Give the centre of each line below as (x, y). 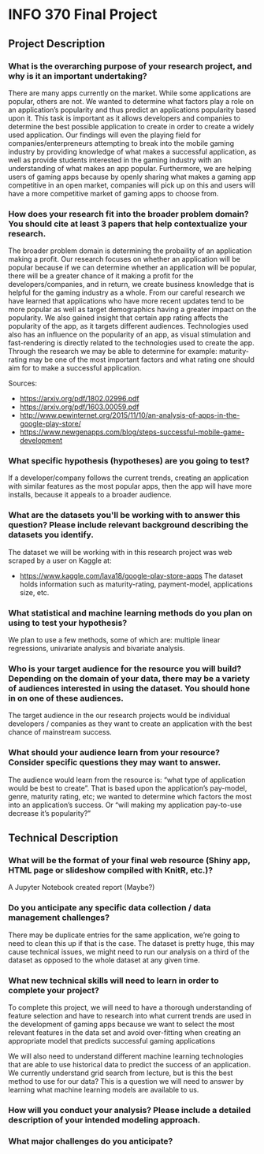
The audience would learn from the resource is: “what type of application (127, 780)
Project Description (57, 44)
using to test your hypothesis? (68, 623)
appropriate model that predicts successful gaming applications (112, 1040)
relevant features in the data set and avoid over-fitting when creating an (125, 1032)
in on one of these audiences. (66, 698)
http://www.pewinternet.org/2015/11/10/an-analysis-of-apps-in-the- (130, 415)
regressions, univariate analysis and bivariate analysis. (97, 649)
